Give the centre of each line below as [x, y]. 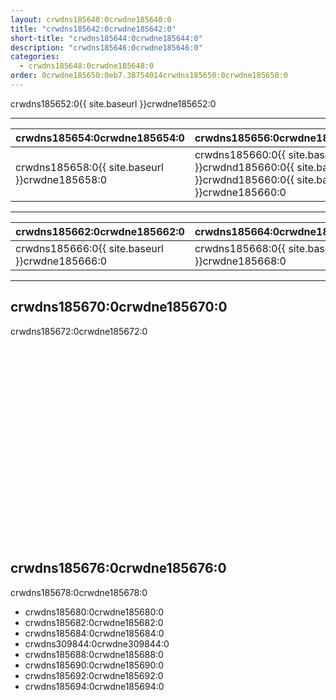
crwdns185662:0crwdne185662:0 [100, 231]
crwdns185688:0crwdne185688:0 [94, 654]
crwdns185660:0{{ [240, 154]
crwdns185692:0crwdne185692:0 [94, 675]
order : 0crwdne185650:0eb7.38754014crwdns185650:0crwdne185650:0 [149, 76]
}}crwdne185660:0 [240, 192]
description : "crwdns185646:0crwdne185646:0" [106, 47]
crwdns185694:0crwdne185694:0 [94, 686]
